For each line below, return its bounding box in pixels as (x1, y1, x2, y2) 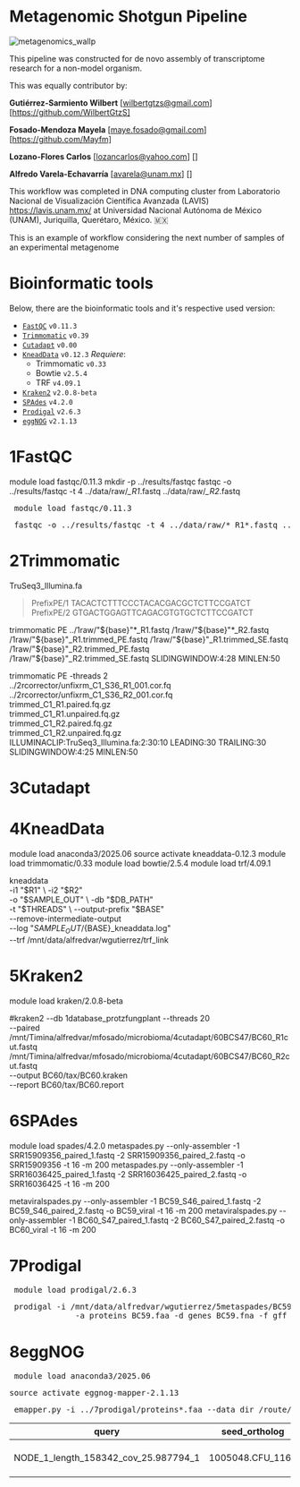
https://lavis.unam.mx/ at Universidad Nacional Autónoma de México (9, 204, 262, 216)
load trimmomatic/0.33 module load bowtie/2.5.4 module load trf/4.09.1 (9, 858, 271, 868)
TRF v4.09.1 (35, 377, 81, 388)
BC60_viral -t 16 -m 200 (9, 1224, 96, 1235)
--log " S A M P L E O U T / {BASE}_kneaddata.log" (9, 922, 171, 936)
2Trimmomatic (9, 551, 121, 570)
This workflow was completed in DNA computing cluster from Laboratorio (9, 185, 281, 196)
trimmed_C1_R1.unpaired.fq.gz (9, 708, 121, 719)
